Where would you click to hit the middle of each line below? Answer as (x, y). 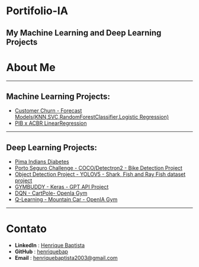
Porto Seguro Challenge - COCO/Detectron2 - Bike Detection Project (98, 168)
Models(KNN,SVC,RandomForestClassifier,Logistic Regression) (92, 117)
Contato (27, 229)
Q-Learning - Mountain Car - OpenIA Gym (66, 200)
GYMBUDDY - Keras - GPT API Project (62, 187)
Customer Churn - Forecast (48, 111)
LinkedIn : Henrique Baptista (49, 245)
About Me (31, 67)
